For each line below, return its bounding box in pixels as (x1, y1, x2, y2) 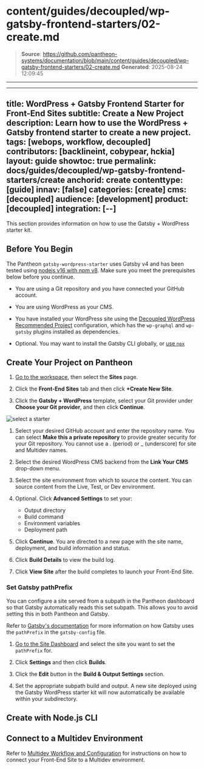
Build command (24, 513, 64, 520)
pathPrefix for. (15, 647, 53, 654)
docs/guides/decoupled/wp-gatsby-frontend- (6, 166, 186, 176)
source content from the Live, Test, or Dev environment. (15, 483, 155, 491)
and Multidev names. (15, 447, 68, 454)
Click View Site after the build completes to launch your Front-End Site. (15, 568, 194, 575)
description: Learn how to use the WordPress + (6, 118, 188, 129)
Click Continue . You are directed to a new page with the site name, (15, 538, 183, 545)
